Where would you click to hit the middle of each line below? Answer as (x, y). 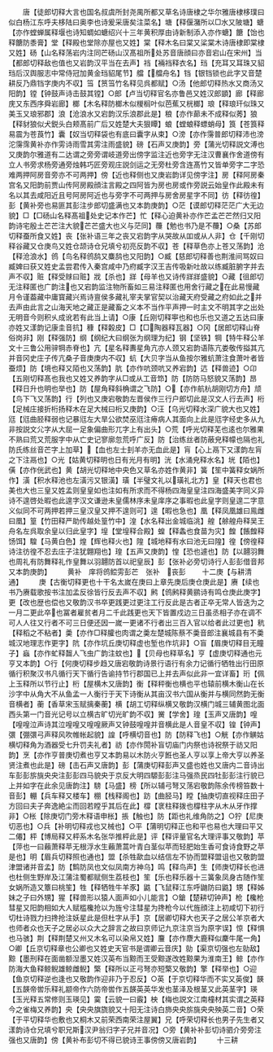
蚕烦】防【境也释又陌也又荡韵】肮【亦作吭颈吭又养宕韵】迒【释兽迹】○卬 (133, 368)
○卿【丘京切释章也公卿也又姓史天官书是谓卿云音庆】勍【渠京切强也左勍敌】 (136, 948)
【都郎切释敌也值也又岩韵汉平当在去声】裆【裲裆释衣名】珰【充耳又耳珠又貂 (136, 63)
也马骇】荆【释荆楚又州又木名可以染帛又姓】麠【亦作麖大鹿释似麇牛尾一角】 (136, 938)
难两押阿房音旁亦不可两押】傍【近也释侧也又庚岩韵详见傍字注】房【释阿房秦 (136, 175)
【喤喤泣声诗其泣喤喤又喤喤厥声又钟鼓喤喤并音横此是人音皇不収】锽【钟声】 (136, 724)
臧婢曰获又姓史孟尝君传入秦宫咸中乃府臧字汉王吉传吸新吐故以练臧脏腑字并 (133, 266)
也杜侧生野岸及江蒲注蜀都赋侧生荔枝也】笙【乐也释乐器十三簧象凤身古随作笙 (136, 877)
